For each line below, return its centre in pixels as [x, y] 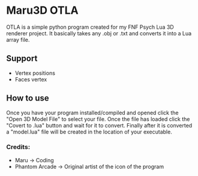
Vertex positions [35, 73]
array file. [18, 40]
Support [22, 58]
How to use [28, 98]
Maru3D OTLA [43, 10]
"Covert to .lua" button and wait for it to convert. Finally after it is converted [99, 125]
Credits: [18, 147]
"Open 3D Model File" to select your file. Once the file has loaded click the [98, 119]
